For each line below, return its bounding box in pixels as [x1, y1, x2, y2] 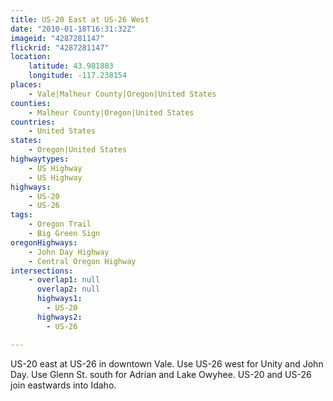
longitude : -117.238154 [28, 71, 128, 81]
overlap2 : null [36, 284, 101, 295]
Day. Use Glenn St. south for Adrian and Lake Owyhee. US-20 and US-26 [10, 368, 312, 380]
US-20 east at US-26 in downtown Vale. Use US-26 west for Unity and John [10, 357, 324, 370]
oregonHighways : [10, 237, 78, 248]
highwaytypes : [10, 154, 70, 164]
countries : [10, 117, 56, 127]
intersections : [10, 266, 74, 276]
